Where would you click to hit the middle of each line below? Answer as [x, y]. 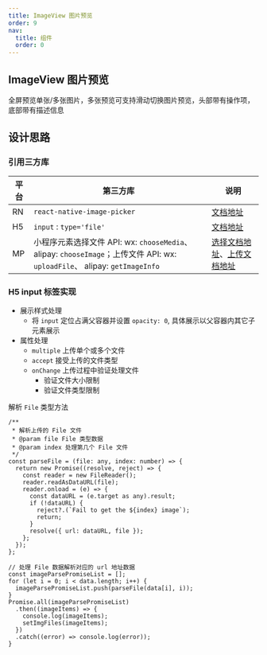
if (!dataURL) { [56, 503]
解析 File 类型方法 [39, 407]
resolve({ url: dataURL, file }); [87, 531]
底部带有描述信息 [36, 110]
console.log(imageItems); [66, 616]
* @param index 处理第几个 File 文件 [70, 447]
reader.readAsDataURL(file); [71, 482]
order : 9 [23, 23]
